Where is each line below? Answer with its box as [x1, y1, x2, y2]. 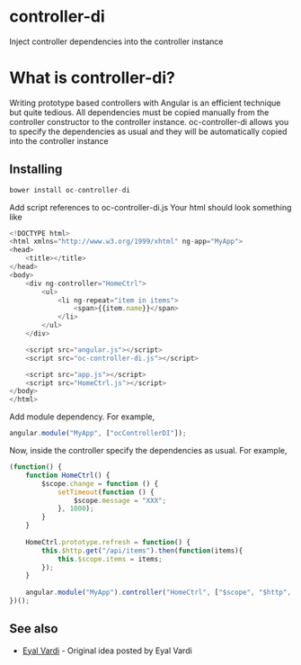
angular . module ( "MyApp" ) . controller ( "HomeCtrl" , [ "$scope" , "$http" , [25, 588, 292, 598]
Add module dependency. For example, [9, 411, 155, 422]
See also [9, 621, 58, 636]
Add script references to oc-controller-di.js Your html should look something [9, 202, 292, 212]
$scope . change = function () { [41, 479, 159, 488]
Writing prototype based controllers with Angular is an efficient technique [9, 97, 281, 108]
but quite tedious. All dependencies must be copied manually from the [9, 106, 270, 118]
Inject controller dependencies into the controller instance [9, 36, 224, 47]
